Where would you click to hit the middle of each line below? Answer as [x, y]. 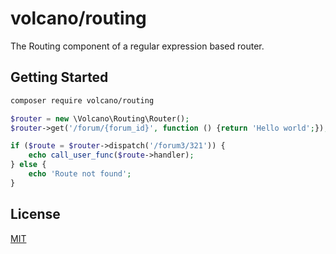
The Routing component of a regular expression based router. [137, 46]
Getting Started [59, 77]
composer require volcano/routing [82, 100]
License [35, 214]
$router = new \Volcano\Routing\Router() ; [100, 118]
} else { [28, 165]
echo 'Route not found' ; [80, 174]
